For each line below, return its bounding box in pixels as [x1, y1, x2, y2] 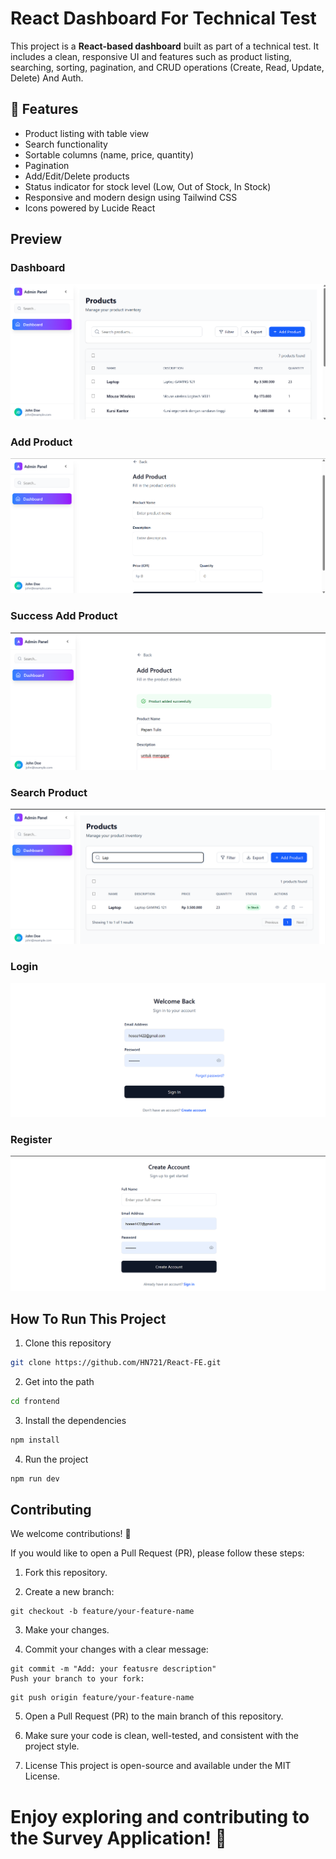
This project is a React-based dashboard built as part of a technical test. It [10, 40, 320, 52]
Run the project [24, 1453, 89, 1465]
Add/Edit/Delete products [24, 170, 130, 182]
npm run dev [10, 1473, 60, 1484]
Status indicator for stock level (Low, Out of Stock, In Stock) [24, 180, 272, 192]
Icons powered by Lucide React [24, 202, 156, 214]
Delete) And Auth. [10, 72, 84, 84]
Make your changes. [24, 1624, 110, 1636]
